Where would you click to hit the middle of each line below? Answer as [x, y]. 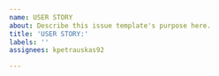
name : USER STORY [41, 17]
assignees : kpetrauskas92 [57, 50]
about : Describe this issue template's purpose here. [110, 26]
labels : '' [29, 42]
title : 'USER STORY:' [49, 34]
